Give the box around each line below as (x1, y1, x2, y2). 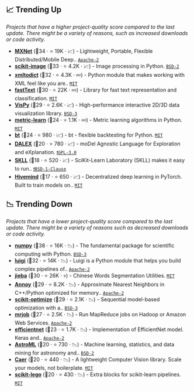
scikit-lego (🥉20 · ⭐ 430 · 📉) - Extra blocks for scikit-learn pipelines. (14, 371, 181, 378)
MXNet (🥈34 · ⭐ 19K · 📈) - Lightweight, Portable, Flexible (14, 47, 153, 54)
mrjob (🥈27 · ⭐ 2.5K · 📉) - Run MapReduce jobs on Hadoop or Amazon (14, 311, 186, 318)
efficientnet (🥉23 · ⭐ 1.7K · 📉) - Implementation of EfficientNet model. (14, 326, 184, 333)
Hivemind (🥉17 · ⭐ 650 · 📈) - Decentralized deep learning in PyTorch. (14, 173, 182, 180)
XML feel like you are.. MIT (14, 80, 78, 87)
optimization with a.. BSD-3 (14, 304, 78, 311)
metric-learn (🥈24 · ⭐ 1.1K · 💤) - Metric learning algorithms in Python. (14, 116, 182, 123)
